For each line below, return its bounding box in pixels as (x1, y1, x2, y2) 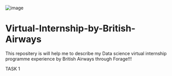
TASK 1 (5, 65, 21, 71)
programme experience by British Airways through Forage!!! (5, 56, 132, 62)
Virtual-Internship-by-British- (5, 23, 136, 34)
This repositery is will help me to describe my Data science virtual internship (5, 50, 167, 56)
